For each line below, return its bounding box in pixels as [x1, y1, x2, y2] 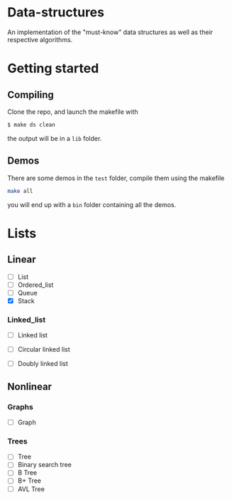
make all [7, 187, 33, 194]
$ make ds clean [7, 121, 55, 128]
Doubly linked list [17, 359, 69, 368]
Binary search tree [17, 461, 72, 469]
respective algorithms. [7, 35, 73, 43]
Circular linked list [17, 345, 71, 354]
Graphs [7, 401, 33, 411]
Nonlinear [7, 380, 52, 392]
